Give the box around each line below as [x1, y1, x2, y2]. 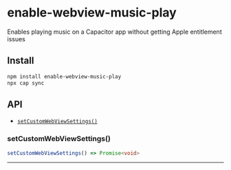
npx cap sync [7, 79, 45, 87]
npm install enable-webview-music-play [7, 73, 122, 80]
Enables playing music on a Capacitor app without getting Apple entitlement [7, 28, 222, 36]
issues [7, 34, 25, 43]
